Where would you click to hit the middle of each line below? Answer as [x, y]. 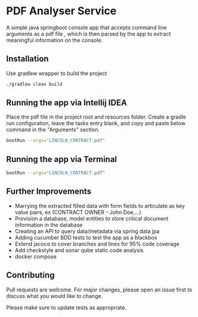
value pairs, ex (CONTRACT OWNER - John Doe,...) [78, 212]
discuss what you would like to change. [55, 296]
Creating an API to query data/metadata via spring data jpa [87, 231]
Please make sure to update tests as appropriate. [66, 307]
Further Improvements [49, 192]
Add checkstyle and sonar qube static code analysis [79, 250]
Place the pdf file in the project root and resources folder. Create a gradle [96, 117]
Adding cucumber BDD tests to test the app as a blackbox [86, 237]
